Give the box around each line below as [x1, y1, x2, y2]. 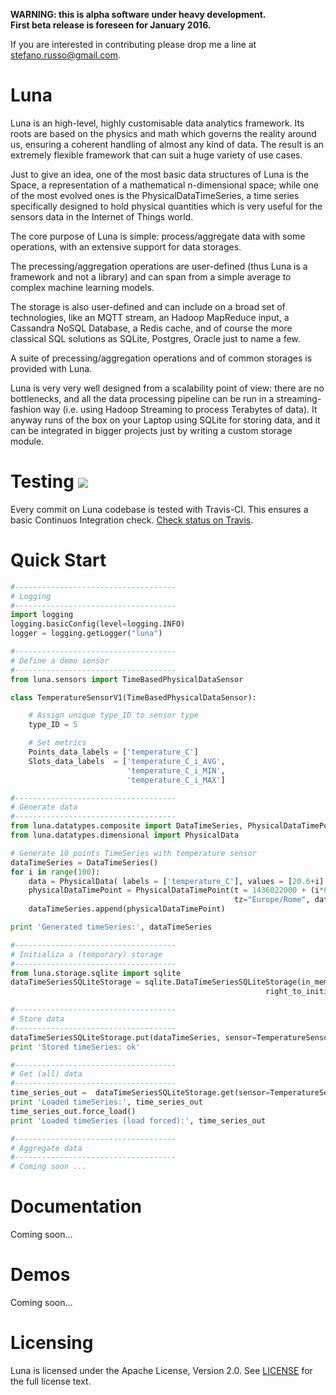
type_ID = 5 [28, 720, 78, 730]
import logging [10, 610, 74, 620]
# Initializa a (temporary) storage [10, 949, 163, 959]
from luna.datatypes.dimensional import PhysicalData [10, 830, 240, 841]
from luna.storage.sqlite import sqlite [10, 968, 182, 978]
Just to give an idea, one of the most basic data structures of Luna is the [10, 168, 310, 180]
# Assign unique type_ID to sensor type [28, 710, 199, 721]
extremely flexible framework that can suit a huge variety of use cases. [10, 149, 303, 161]
